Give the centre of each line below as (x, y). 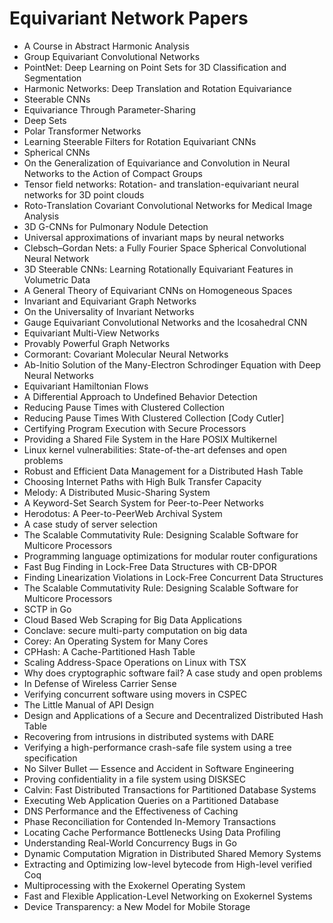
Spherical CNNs (57, 152)
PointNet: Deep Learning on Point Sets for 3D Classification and (155, 67)
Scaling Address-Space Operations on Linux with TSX (135, 662)
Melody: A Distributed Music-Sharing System (117, 492)
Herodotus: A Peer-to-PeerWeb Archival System (123, 513)
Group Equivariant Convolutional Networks (112, 56)
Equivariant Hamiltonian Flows (86, 386)
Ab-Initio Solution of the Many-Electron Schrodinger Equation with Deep (172, 364)
